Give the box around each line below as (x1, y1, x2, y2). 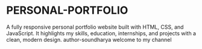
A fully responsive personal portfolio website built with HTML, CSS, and (6, 23, 184, 30)
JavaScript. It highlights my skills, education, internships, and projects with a (6, 29, 197, 36)
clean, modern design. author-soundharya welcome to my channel (6, 36, 172, 43)
